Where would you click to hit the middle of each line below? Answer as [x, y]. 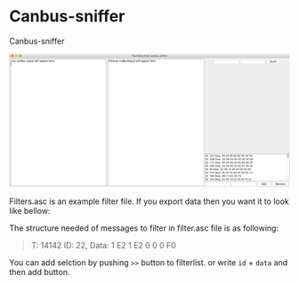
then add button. [40, 272]
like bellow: [30, 211]
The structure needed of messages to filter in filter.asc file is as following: [144, 228]
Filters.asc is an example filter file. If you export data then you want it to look [149, 201]
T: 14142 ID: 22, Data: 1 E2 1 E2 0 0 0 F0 [103, 246]
